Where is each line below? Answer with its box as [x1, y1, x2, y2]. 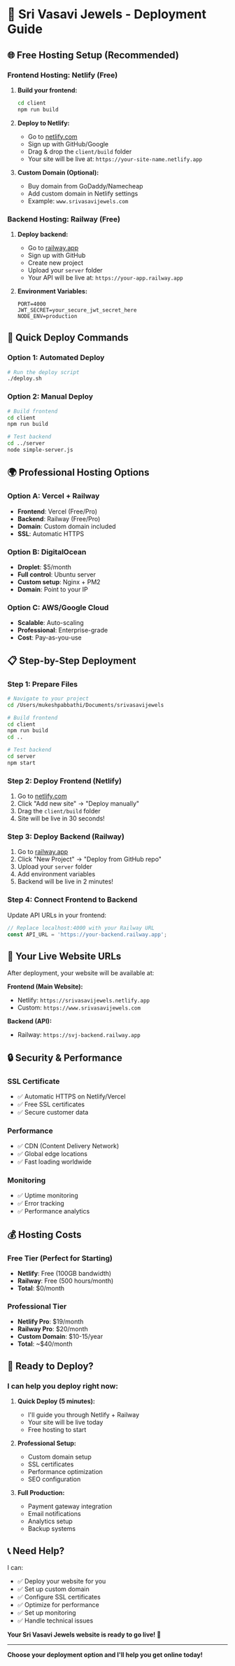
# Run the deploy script [7, 369, 80, 376]
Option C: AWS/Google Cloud [7, 603, 109, 612]
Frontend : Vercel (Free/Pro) [17, 507, 98, 516]
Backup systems [27, 1524, 76, 1533]
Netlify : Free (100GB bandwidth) [17, 1269, 112, 1278]
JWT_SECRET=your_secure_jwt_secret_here [17, 306, 137, 314]
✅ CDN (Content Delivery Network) [17, 1142, 120, 1150]
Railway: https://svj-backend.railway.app [17, 1031, 141, 1039]
